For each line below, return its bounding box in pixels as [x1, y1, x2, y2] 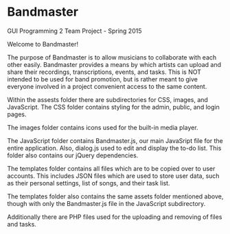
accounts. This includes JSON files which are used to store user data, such [7, 172, 220, 180]
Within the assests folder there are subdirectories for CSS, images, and [7, 95, 208, 103]
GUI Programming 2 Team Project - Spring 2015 [7, 27, 142, 35]
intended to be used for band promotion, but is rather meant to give [7, 75, 198, 83]
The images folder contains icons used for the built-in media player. [7, 123, 198, 131]
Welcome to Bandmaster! [7, 40, 79, 48]
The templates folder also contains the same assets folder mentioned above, [7, 192, 224, 200]
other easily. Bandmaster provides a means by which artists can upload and [7, 60, 222, 68]
